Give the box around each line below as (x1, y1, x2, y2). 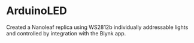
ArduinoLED (6, 4, 67, 18)
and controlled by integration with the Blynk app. (6, 29, 126, 37)
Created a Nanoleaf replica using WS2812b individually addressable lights (6, 24, 189, 31)
